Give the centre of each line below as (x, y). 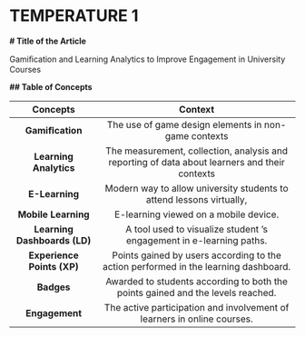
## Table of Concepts (51, 86)
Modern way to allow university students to (197, 188)
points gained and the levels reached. (197, 292)
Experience (54, 255)
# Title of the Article (48, 41)
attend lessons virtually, (197, 199)
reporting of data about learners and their (197, 162)
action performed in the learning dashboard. (197, 266)
